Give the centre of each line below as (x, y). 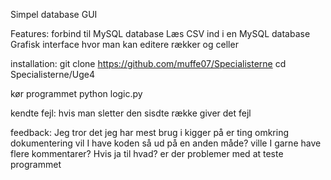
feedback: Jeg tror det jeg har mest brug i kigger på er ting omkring (150, 132)
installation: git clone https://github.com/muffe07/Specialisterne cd (148, 63)
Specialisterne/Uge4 (52, 74)
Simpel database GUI (54, 14)
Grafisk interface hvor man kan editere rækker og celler (124, 44)
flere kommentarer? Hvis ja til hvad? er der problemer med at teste (147, 153)
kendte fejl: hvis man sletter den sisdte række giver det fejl (131, 113)
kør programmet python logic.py (76, 93)
